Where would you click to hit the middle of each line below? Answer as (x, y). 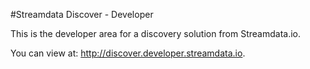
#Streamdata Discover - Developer (82, 14)
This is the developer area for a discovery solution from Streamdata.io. (156, 33)
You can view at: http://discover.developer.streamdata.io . (128, 53)
